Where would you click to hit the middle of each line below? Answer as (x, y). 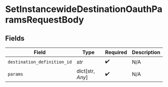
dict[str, (86, 71)
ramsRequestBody (44, 20)
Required (116, 52)
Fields (15, 38)
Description (146, 52)
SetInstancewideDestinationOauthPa (84, 9)
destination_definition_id (40, 62)
